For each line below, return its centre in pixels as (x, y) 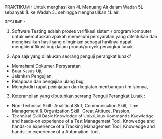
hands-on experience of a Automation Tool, (56, 131)
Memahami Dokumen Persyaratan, (47, 66)
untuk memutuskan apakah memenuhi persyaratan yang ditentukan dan (84, 36)
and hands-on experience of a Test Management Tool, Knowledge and (83, 121)
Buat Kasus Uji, (27, 71)
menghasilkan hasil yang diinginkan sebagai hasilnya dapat (71, 42)
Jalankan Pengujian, (32, 76)
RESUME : (15, 22)
